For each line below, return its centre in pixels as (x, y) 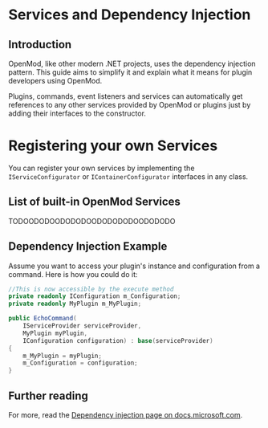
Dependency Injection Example (88, 247)
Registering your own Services (113, 146)
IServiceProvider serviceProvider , (82, 326)
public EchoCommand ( (43, 319)
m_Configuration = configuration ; (80, 363)
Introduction (40, 45)
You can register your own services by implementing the (102, 168)
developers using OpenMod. (55, 81)
